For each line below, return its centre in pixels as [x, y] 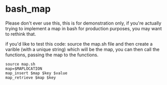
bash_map [28, 9]
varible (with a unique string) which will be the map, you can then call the [82, 49]
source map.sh [20, 64]
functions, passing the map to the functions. [52, 55]
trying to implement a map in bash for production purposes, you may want [84, 28]
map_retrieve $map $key [31, 77]
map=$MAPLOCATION [24, 69]
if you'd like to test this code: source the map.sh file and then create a [79, 44]
